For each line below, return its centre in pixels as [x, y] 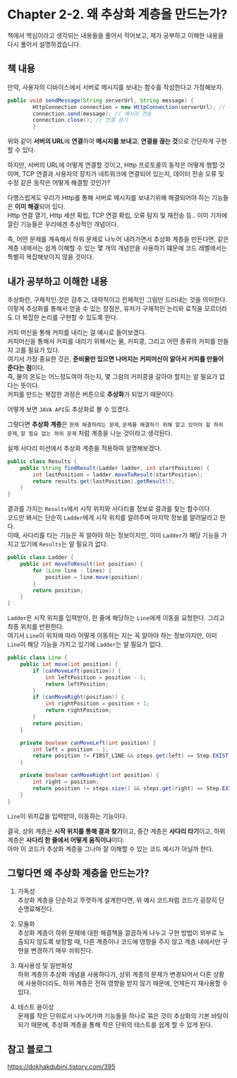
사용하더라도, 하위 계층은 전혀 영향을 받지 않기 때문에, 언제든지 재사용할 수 [127, 983]
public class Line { [38, 658]
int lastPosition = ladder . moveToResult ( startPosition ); [118, 474]
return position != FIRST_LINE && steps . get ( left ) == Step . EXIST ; [132, 756]
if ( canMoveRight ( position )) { [79, 697]
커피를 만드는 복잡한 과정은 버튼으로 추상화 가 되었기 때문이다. [91, 394]
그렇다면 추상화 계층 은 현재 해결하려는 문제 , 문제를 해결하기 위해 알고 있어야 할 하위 [115, 424]
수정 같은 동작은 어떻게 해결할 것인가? [59, 183]
